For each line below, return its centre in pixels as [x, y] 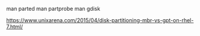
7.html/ [14, 27]
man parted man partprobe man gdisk [53, 9]
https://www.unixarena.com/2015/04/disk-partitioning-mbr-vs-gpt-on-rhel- [100, 20]
